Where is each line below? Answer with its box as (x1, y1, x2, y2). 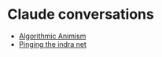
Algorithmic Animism (18, 31, 87, 41)
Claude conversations (7, 5, 154, 23)
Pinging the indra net (18, 39, 87, 48)
